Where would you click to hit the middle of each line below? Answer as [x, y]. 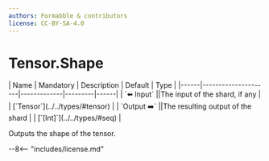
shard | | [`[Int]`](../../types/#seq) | [65, 118]
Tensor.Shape [56, 63]
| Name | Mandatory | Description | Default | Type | [93, 85]
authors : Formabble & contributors [68, 16]
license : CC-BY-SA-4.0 [46, 23]
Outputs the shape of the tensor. [62, 134]
